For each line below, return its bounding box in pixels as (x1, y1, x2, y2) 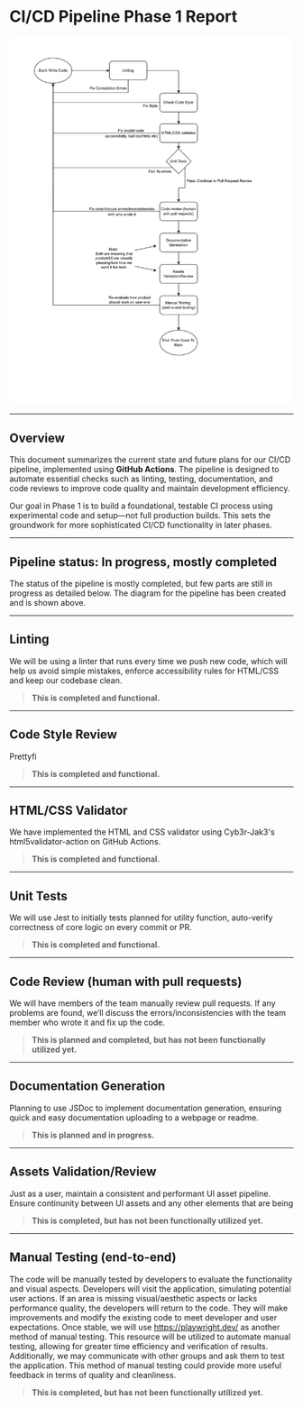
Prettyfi (9, 751, 38, 762)
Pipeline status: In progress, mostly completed (9, 554, 278, 570)
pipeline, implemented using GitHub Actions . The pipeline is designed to (9, 464, 280, 475)
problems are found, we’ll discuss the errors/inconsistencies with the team (9, 1008, 287, 1019)
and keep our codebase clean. (9, 674, 123, 686)
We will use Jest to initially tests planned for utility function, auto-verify (9, 912, 273, 923)
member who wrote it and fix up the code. (9, 1017, 165, 1028)
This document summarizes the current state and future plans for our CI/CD (9, 454, 291, 465)
